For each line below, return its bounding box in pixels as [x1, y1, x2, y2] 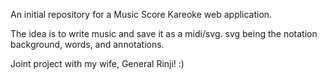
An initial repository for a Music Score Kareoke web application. [10, 9, 273, 20]
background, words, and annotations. [10, 39, 165, 50]
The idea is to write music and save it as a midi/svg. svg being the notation [10, 28, 318, 39]
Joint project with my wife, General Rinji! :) [10, 58, 185, 69]
